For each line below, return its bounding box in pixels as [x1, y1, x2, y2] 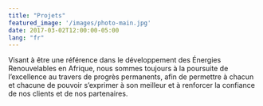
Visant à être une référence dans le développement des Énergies [8, 55, 222, 65]
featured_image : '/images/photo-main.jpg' [8, 19, 151, 27]
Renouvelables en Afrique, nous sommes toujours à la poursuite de [8, 64, 229, 74]
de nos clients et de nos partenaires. [8, 89, 128, 99]
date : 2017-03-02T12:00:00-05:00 [8, 26, 120, 34]
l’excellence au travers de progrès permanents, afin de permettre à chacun [8, 72, 254, 81]
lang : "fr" [8, 33, 45, 42]
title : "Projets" [8, 11, 66, 20]
